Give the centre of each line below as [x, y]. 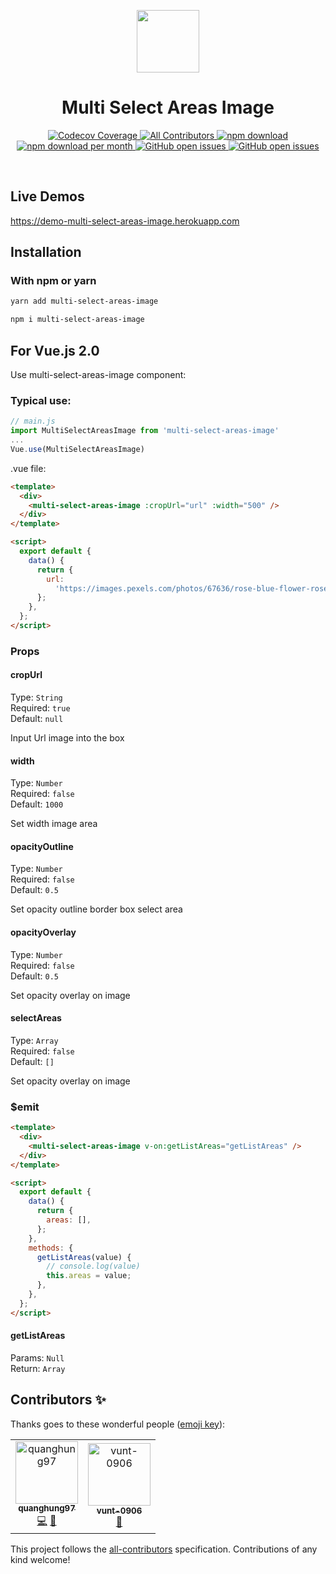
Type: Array [34, 1040]
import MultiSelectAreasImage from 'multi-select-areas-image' [145, 431]
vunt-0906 [119, 1511]
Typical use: [41, 400]
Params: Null [37, 1357]
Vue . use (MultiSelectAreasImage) [77, 449]
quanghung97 [47, 1508]
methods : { [51, 1248]
